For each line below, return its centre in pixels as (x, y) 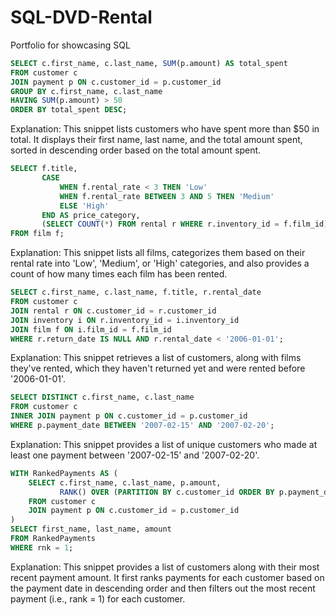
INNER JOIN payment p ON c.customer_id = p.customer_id (129, 416)
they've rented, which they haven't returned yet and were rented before (158, 368)
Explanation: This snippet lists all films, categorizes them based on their (158, 253)
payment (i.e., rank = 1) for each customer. (98, 598)
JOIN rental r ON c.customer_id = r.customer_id (113, 311)
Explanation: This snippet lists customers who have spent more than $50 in (165, 129)
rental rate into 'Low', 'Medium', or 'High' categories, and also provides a (160, 263)
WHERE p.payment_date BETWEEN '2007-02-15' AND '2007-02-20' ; (142, 426)
